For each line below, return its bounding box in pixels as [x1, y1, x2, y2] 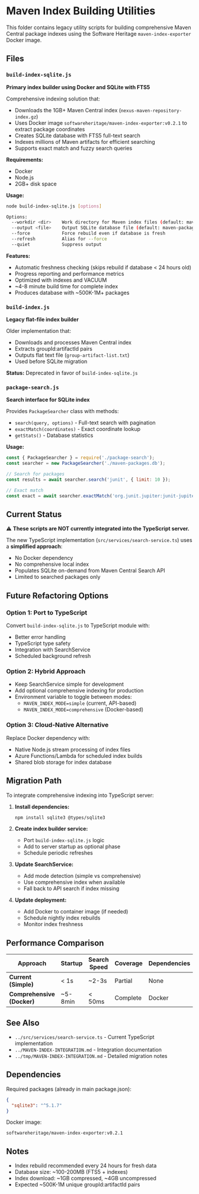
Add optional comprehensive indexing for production [14, 687, 144, 694]
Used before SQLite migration [14, 358, 88, 365]
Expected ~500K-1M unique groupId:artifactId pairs [14, 1181, 140, 1188]
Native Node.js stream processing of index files [14, 746, 131, 753]
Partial [114, 976, 133, 985]
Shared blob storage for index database [14, 758, 112, 765]
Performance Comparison [6, 938, 104, 948]
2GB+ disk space [14, 180, 57, 187]
